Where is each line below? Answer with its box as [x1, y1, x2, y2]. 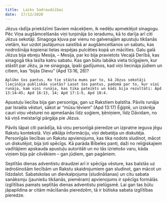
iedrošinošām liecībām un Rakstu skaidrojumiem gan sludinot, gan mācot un [5, 166, 162, 172]
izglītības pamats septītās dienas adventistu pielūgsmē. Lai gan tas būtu [5, 182, 154, 188]
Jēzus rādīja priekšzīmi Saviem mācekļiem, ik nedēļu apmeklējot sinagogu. [5, 25, 160, 31]
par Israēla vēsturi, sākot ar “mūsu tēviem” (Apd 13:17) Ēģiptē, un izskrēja [5, 104, 156, 110]
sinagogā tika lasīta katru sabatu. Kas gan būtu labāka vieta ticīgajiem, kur [5, 57, 158, 63]
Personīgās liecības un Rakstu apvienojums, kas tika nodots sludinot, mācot [5, 135, 161, 141]
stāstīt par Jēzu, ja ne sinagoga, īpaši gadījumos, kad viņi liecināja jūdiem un [5, 63, 163, 68]
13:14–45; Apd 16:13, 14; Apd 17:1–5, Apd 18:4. [5, 90, 108, 95]
